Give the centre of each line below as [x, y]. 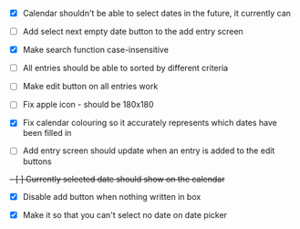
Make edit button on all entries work [90, 87]
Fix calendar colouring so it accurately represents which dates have [150, 123]
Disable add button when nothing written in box [112, 196]
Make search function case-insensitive [95, 50]
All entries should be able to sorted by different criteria [125, 68]
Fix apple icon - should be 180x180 [88, 105]
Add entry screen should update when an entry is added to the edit [149, 151]
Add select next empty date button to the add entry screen [133, 32]
